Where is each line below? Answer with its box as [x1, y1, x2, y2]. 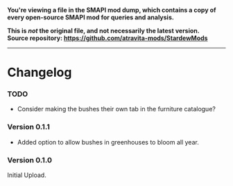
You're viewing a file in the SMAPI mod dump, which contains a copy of [7, 6, 216, 14]
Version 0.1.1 [7, 122, 50, 132]
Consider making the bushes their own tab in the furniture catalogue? [17, 105, 216, 113]
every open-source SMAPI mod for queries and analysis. [7, 13, 175, 21]
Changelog [7, 65, 72, 80]
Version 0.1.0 [7, 155, 52, 165]
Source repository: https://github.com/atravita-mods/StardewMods [7, 34, 208, 42]
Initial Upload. [7, 171, 46, 179]
